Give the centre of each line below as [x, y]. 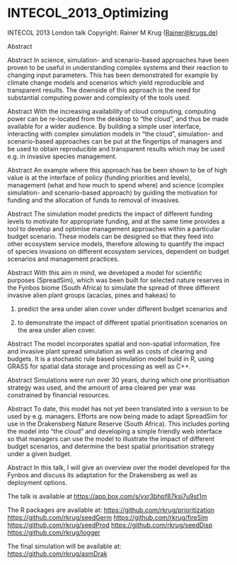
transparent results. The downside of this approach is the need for [104, 90]
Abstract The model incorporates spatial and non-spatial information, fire [114, 344]
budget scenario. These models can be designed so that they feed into [111, 236]
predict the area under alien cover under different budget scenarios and [122, 308]
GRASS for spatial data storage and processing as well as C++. [99, 366]
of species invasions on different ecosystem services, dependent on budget [118, 251]
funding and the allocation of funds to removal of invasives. [94, 200]
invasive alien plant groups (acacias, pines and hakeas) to [92, 295]
